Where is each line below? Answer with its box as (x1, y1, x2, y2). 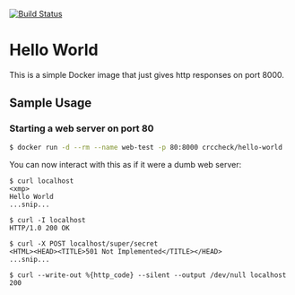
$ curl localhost (9, 176, 74, 186)
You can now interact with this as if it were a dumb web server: (9, 159, 242, 169)
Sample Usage (9, 95, 92, 111)
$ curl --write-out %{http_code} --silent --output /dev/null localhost (9, 270, 287, 280)
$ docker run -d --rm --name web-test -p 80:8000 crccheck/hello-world (9, 143, 282, 152)
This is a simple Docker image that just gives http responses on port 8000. (9, 69, 285, 80)
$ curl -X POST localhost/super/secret (9, 239, 159, 248)
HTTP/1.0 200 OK (9, 223, 70, 232)
